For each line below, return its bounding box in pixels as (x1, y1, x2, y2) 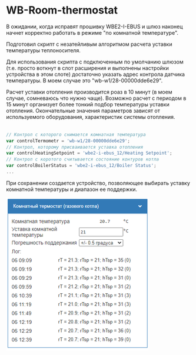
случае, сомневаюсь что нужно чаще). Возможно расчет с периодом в (6, 95, 187, 102)
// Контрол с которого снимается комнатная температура (6, 132, 146, 138)
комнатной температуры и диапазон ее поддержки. (6, 186, 137, 193)
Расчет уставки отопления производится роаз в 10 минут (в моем (6, 88, 172, 95)
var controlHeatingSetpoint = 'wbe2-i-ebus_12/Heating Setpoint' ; (6, 150, 172, 156)
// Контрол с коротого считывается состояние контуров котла (6, 156, 160, 162)
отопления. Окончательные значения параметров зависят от (6, 107, 161, 114)
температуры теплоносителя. (6, 46, 81, 53)
